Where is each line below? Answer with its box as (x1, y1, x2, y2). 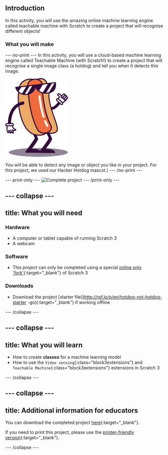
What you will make (5, 40, 54, 47)
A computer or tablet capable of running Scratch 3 (12, 235, 117, 241)
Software (5, 253, 29, 260)
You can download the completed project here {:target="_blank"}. (5, 420, 140, 426)
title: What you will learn (5, 341, 83, 349)
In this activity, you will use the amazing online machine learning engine (5, 17, 153, 23)
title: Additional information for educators (5, 406, 138, 415)
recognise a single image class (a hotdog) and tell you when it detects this (5, 63, 158, 69)
